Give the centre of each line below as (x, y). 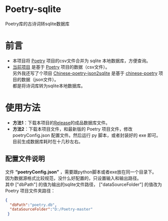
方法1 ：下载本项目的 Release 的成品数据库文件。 (61, 123)
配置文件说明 (25, 159)
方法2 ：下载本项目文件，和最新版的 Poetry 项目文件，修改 (72, 129)
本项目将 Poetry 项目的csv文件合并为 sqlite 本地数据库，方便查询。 (81, 61)
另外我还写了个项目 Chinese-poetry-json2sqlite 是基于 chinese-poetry (85, 73)
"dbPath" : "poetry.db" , (33, 205)
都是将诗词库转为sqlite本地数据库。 (49, 86)
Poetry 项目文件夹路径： (30, 190)
